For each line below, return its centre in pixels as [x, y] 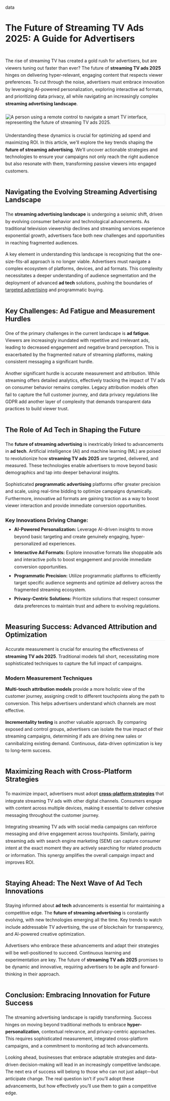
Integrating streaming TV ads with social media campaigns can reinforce [81, 827]
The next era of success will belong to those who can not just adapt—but [82, 1072]
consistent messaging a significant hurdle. [49, 362]
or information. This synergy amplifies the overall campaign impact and [80, 855]
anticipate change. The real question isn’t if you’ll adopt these [70, 1079]
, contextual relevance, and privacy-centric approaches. [97, 1032]
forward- [150, 967]
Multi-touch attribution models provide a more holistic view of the [75, 689]
